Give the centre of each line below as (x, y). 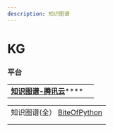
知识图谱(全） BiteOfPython (56, 112)
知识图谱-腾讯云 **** (47, 91)
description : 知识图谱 (38, 14)
